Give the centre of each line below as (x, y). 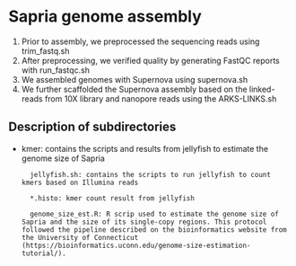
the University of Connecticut (80, 237)
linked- (262, 89)
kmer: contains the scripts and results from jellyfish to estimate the (145, 148)
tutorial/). (44, 253)
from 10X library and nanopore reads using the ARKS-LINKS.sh (161, 98)
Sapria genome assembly (105, 17)
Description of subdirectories (92, 127)
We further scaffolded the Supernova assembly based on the (134, 89)
